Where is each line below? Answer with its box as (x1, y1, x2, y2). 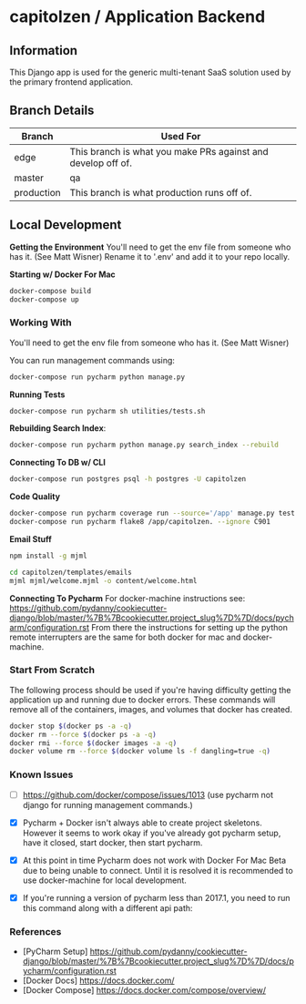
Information (9, 43, 78, 58)
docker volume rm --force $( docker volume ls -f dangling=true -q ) (9, 747, 271, 756)
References (9, 925, 62, 937)
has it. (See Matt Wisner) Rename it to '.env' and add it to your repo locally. (9, 251, 290, 261)
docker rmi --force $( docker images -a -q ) (9, 738, 178, 748)
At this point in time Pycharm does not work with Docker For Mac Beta (22, 855, 287, 866)
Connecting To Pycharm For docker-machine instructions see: (9, 592, 246, 603)
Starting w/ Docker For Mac (9, 269, 116, 280)
